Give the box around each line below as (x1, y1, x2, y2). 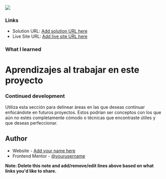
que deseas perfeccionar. (5, 120, 58, 126)
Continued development (5, 93, 65, 100)
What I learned (5, 46, 41, 53)
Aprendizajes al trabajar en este (5, 64, 140, 76)
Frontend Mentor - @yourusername (12, 153, 85, 159)
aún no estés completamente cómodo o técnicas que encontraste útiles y (5, 115, 156, 121)
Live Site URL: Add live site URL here (12, 33, 88, 39)
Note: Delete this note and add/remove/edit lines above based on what (5, 163, 154, 169)
